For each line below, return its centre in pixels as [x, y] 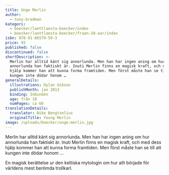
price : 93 [16, 43]
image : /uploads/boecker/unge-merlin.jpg [49, 122]
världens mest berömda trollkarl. [39, 168]
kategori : [16, 24]
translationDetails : [27, 108]
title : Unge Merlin [26, 10]
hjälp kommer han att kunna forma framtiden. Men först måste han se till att [83, 147]
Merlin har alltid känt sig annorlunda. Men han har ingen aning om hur [77, 137]
